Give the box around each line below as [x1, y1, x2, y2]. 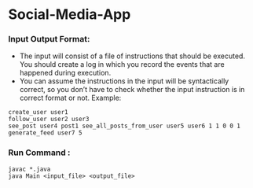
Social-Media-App [8, 6, 131, 24]
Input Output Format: [8, 34, 90, 45]
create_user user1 [8, 109, 68, 116]
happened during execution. [19, 68, 112, 78]
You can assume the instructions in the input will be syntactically [19, 76, 229, 86]
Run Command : [8, 147, 71, 158]
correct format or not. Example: [19, 93, 122, 103]
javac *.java [8, 165, 51, 173]
